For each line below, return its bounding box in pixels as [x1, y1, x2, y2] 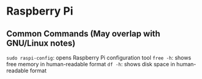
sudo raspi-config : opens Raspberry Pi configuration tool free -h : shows [6, 54, 192, 61]
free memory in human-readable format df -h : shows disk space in [6, 61, 175, 67]
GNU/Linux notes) [6, 38, 76, 48]
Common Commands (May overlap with [6, 29, 161, 39]
